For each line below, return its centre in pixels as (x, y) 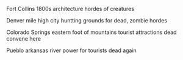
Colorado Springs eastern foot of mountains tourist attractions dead (91, 32)
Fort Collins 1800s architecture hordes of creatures (70, 9)
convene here (24, 38)
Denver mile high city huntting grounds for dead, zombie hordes (87, 20)
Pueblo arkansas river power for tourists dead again (72, 50)
